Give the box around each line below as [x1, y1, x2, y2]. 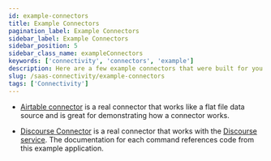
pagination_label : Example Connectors [8, 27, 140, 35]
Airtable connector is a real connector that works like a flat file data [19, 102, 245, 112]
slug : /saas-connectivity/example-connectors [8, 72, 165, 80]
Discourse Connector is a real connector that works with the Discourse [19, 126, 257, 136]
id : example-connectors [8, 11, 89, 20]
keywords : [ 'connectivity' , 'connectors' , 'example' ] [8, 57, 195, 66]
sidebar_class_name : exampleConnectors [8, 49, 144, 57]
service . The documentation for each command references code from [19, 134, 255, 144]
